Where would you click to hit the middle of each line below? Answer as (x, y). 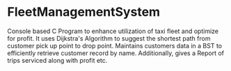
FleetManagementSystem (84, 12)
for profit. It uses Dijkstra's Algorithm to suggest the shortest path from (109, 38)
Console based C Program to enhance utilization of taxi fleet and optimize (113, 31)
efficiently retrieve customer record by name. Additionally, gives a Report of (116, 53)
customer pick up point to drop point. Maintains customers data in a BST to (115, 45)
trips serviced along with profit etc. (57, 60)
